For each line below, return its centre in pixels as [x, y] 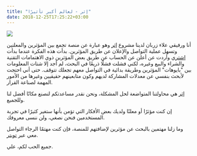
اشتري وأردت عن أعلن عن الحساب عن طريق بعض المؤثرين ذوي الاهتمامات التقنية [96, 57]
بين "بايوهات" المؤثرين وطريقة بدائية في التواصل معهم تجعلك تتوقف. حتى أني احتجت [99, 69]
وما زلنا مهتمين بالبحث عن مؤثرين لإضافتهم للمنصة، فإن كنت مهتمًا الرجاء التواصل [95, 128]
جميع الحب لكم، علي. [30, 146]
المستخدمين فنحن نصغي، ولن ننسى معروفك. [56, 117]
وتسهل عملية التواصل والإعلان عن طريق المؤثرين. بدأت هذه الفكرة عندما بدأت [92, 51]
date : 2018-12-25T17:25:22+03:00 [48, 17]
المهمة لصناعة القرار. [30, 82]
